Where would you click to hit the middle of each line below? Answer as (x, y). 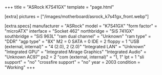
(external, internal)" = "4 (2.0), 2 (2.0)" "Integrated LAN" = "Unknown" (75, 47)
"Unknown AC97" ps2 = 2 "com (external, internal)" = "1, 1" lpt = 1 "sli (74, 57)
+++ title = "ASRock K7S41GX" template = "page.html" (59, 7)
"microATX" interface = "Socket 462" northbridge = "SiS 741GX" (69, 31)
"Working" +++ (20, 67)
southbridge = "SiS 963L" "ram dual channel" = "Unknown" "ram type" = (78, 36)
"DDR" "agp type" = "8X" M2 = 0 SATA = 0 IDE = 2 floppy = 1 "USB (72, 41)
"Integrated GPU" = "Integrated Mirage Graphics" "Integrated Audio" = (76, 52)
